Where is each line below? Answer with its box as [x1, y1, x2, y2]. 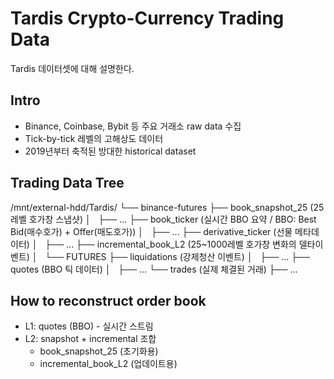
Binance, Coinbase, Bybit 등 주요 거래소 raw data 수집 [24, 120, 242, 132]
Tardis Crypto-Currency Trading [10, 7, 285, 30]
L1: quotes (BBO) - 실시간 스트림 [24, 320, 154, 332]
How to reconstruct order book [10, 292, 207, 309]
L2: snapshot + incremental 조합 [24, 333, 157, 345]
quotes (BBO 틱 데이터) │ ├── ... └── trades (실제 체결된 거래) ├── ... [10, 263, 298, 275]
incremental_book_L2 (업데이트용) [39, 358, 178, 370]
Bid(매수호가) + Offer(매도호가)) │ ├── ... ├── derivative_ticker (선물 [10, 225, 293, 237]
